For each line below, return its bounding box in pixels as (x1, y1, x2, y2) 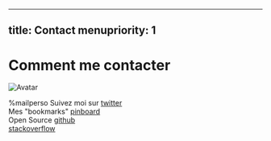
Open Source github (8, 115, 76, 125)
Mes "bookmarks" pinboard (8, 106, 101, 117)
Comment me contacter (8, 56, 171, 74)
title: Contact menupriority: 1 (8, 23, 156, 37)
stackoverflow (8, 124, 56, 134)
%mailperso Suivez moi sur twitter (8, 98, 123, 108)
